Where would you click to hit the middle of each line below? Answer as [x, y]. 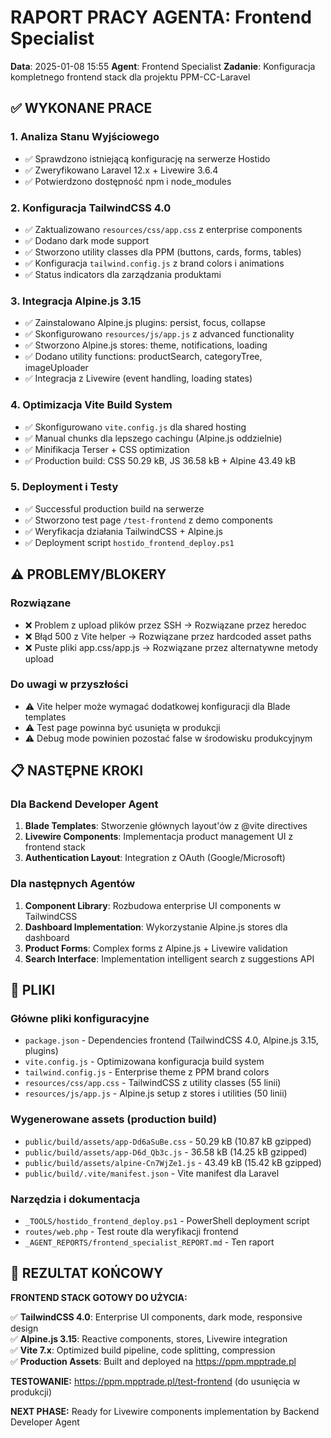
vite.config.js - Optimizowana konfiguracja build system [144, 1062]
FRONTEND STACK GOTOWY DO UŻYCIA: [99, 1297]
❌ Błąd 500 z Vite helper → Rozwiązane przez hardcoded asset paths [168, 636]
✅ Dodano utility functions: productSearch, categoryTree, [143, 357]
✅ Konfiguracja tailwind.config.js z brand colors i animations [154, 263]
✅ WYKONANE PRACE [81, 108]
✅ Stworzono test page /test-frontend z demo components [148, 520]
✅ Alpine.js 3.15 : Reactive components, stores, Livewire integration [149, 1338]
